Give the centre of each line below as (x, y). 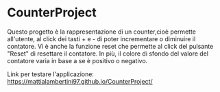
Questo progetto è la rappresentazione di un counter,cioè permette (102, 32)
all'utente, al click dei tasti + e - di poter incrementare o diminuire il (101, 38)
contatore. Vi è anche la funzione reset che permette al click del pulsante (110, 46)
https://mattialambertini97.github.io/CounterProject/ (80, 81)
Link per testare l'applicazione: (51, 74)
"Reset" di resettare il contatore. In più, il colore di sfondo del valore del (108, 54)
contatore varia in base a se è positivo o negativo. (77, 60)
